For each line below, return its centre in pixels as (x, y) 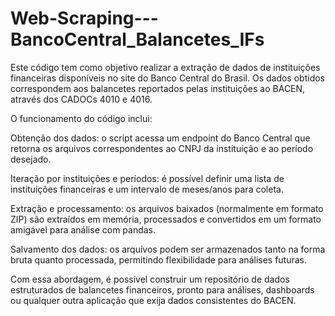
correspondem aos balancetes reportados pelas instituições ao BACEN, (158, 88)
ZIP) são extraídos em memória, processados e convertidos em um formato (166, 219)
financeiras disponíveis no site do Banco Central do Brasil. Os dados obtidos (167, 78)
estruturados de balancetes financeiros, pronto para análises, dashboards (162, 289)
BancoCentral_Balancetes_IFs (137, 39)
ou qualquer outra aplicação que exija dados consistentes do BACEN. (153, 300)
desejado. (31, 159)
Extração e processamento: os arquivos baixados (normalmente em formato (167, 208)
